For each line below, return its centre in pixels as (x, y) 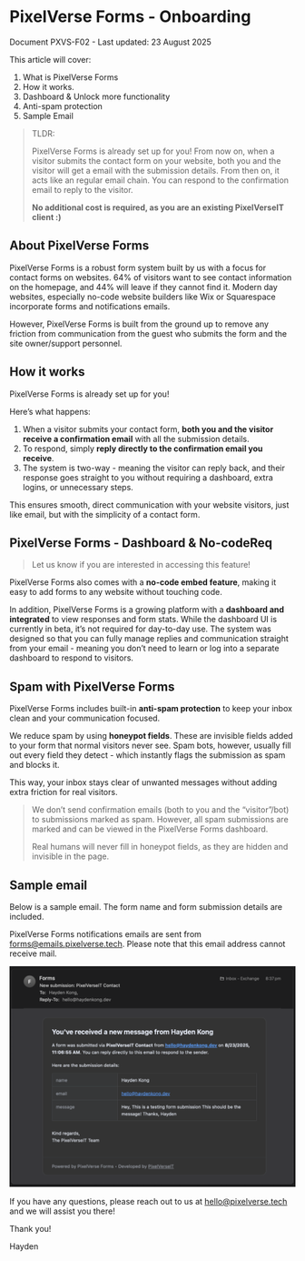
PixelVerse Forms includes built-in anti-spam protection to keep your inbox (151, 709)
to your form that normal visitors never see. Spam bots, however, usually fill (151, 746)
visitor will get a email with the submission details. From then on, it (155, 170)
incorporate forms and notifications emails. (90, 306)
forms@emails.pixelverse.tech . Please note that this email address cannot (148, 944)
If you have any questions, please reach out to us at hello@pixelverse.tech (148, 1202)
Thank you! (30, 1229)
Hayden (24, 1246)
